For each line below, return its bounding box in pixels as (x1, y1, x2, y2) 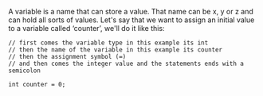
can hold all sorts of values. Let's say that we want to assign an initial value (8, 15, 255, 25)
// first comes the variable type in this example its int (8, 39, 209, 47)
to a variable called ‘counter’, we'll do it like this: (8, 24, 165, 33)
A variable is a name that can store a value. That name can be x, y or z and (8, 7, 253, 16)
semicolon (8, 67, 41, 75)
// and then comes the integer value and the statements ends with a (8, 60, 245, 67)
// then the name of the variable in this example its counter (8, 46, 223, 54)
